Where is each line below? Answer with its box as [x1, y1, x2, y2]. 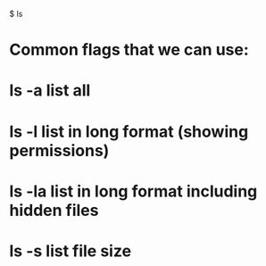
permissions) [9, 140, 110, 161]
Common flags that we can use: [9, 40, 250, 60]
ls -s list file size [9, 241, 132, 261]
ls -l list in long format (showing [9, 121, 249, 142]
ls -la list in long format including [9, 181, 258, 201]
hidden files [9, 200, 99, 220]
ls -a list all [9, 80, 91, 101]
